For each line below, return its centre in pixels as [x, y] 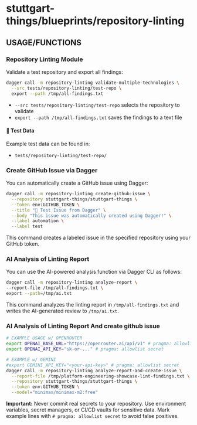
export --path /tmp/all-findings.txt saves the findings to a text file [98, 117]
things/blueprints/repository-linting [95, 21]
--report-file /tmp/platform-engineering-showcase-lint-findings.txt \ [101, 376]
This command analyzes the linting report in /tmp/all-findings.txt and [93, 305]
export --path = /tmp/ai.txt [39, 294]
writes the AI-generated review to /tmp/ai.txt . [62, 311]
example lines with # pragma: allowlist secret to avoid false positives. [92, 416]
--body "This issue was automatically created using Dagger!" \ [91, 216]
